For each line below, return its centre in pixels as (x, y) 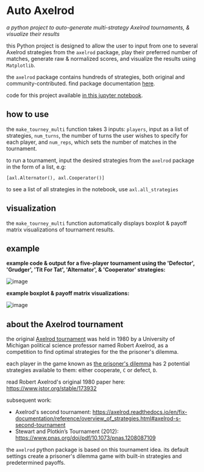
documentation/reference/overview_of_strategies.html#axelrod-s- (98, 418)
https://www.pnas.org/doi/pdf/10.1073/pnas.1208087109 (86, 438)
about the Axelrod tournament (65, 324)
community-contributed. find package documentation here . (81, 83)
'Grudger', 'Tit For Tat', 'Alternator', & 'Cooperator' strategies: (86, 270)
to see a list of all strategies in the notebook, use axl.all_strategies (92, 189)
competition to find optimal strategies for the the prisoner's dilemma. (93, 352)
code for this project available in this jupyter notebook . (75, 95)
